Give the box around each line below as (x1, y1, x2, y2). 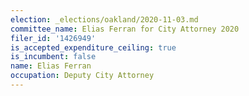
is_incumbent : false (10, 52, 97, 62)
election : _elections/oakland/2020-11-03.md (10, 14, 199, 25)
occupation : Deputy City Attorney (10, 71, 155, 81)
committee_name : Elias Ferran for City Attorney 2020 (10, 24, 240, 34)
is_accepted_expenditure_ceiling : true (10, 42, 177, 53)
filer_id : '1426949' (10, 33, 97, 43)
